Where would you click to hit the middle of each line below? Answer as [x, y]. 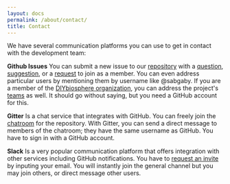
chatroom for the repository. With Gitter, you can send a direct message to [112, 124]
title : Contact [29, 26]
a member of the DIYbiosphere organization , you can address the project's [113, 88]
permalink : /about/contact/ [47, 20]
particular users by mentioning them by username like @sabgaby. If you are [114, 81]
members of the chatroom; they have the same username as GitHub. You [110, 130]
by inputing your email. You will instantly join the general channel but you [110, 166]
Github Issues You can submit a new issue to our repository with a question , [115, 67]
